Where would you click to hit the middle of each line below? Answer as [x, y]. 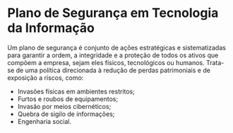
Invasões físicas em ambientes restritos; [76, 91]
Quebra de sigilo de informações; [66, 114]
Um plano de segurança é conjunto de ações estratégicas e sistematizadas [116, 47]
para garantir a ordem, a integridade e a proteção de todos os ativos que [113, 55]
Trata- [215, 62]
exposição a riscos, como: [46, 77]
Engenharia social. [44, 121]
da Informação [51, 28]
